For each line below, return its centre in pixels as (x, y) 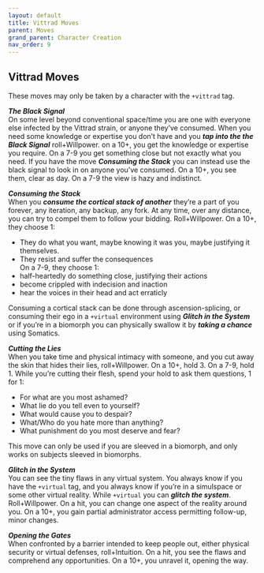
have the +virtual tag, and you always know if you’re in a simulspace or (125, 486)
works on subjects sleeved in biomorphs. (75, 454)
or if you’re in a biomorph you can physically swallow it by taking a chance (130, 324)
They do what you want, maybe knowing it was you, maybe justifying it (134, 242)
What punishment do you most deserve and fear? (100, 430)
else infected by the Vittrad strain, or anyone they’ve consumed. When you (130, 128)
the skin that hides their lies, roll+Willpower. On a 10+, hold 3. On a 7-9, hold (131, 365)
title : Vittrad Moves (44, 23)
